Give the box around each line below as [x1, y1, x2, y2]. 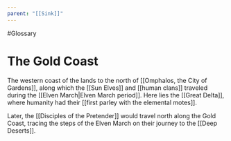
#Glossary [7, 29, 37, 37]
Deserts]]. [7, 126, 36, 135]
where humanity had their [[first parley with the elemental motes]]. [7, 98, 198, 106]
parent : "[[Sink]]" [7, 10, 64, 17]
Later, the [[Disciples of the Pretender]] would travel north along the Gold [7, 111, 216, 120]
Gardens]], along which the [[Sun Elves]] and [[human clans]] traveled [7, 84, 208, 92]
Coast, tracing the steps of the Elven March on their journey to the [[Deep [7, 119, 218, 127]
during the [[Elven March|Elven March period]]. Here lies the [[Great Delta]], [7, 91, 225, 99]
